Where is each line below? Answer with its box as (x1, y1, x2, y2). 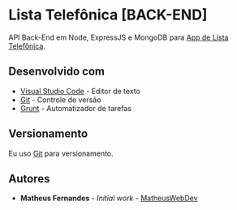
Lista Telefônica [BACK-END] (8, 6, 208, 24)
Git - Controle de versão (19, 95, 101, 105)
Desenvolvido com (8, 65, 106, 79)
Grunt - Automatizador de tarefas (19, 103, 132, 113)
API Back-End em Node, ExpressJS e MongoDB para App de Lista (8, 32, 229, 42)
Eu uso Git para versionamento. (8, 148, 114, 158)
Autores (8, 172, 50, 186)
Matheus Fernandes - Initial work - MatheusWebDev (19, 193, 198, 204)
